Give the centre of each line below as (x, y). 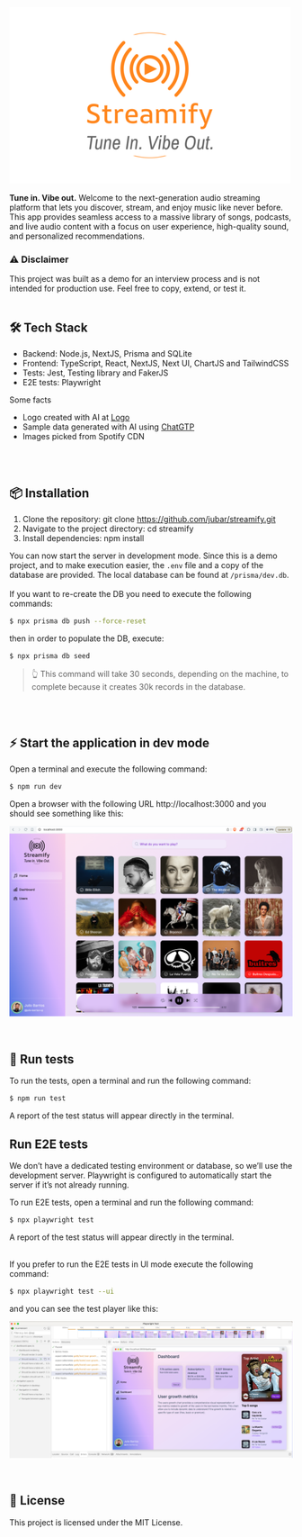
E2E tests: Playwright (62, 383)
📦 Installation (49, 493)
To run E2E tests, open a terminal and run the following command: (132, 1202)
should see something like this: (67, 814)
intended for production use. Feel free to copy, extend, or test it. (128, 289)
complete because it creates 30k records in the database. (138, 686)
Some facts (31, 400)
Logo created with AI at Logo (76, 418)
